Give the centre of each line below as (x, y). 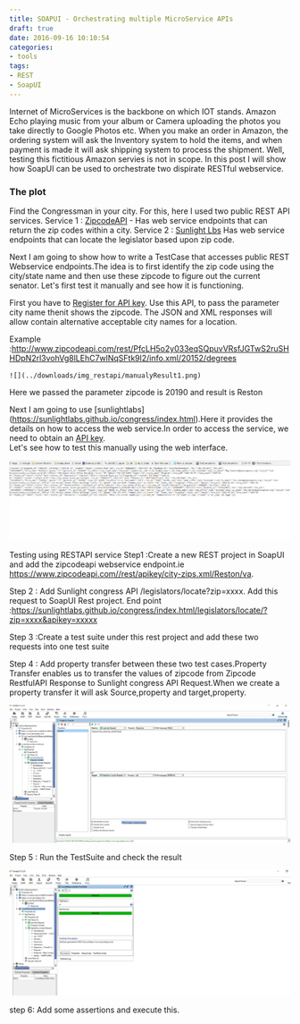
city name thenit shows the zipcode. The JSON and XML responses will (141, 312)
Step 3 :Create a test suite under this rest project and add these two (134, 637)
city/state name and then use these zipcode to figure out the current (135, 276)
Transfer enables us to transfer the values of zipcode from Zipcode (133, 673)
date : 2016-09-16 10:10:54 (59, 38)
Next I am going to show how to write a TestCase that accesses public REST (150, 257)
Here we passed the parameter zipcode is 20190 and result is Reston (136, 393)
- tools (24, 57)
